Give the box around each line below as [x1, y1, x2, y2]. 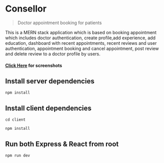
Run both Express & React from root [5, 139, 119, 148]
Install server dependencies [5, 76, 95, 86]
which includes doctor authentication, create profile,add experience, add [5, 35, 156, 41]
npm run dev [5, 153, 30, 158]
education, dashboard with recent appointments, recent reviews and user [5, 40, 157, 46]
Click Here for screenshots [5, 62, 63, 68]
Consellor [5, 3, 47, 15]
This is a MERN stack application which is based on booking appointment [5, 29, 157, 35]
